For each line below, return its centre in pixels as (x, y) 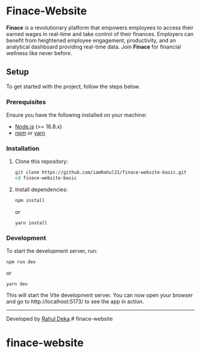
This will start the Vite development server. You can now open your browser (100, 295)
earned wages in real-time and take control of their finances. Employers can (100, 34)
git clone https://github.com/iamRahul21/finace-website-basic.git (100, 173)
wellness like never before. (39, 53)
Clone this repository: (41, 162)
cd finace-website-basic (46, 178)
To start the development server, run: (52, 251)
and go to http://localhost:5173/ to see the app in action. (75, 301)
